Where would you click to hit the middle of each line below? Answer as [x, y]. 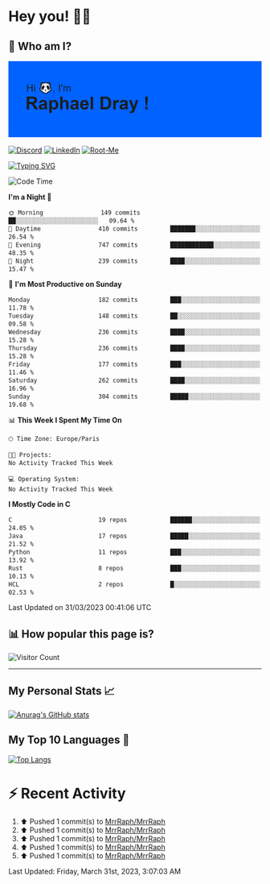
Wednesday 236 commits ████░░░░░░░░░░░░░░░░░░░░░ [135, 332]
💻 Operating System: [44, 479]
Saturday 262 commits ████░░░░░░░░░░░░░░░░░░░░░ [135, 381]
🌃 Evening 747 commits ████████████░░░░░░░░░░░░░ [135, 245]
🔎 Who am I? [40, 46]
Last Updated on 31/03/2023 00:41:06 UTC [80, 608]
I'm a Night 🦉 [30, 197]
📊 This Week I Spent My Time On [65, 420]
